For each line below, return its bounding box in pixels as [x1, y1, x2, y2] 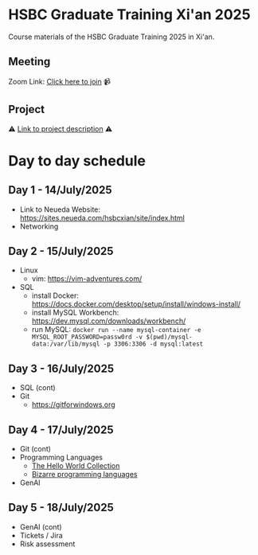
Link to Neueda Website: [19, 205, 101, 214]
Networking [19, 221, 59, 231]
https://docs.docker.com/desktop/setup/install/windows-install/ [31, 299, 241, 309]
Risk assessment [19, 539, 76, 549]
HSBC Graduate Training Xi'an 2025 [8, 6, 251, 24]
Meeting [8, 55, 51, 68]
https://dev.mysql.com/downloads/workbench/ [31, 316, 186, 326]
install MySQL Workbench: [31, 308, 119, 318]
